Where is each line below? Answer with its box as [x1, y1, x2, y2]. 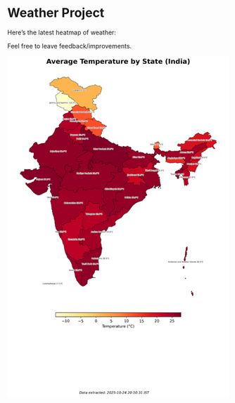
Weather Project [7, 5, 105, 21]
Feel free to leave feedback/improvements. [7, 41, 132, 50]
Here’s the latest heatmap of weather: [7, 28, 116, 37]
